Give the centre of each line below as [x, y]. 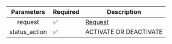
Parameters [28, 12]
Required [66, 12]
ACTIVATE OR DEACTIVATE [124, 32]
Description [124, 12]
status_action [28, 32]
